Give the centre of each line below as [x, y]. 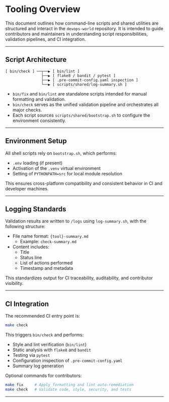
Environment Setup [36, 141]
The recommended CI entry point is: [43, 316]
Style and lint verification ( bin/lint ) [50, 345]
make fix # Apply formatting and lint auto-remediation [70, 385]
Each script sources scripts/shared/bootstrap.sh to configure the [81, 115]
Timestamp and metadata [47, 268]
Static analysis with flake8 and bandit [52, 350]
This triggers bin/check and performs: [45, 335]
